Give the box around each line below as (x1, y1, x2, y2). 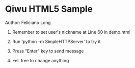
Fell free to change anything (12, 57, 69, 63)
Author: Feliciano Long (5, 20, 51, 25)
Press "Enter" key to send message (12, 48, 84, 54)
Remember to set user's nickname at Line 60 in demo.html (12, 29, 131, 35)
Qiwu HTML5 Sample (5, 3, 93, 15)
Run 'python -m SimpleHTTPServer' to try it (12, 38, 101, 45)
